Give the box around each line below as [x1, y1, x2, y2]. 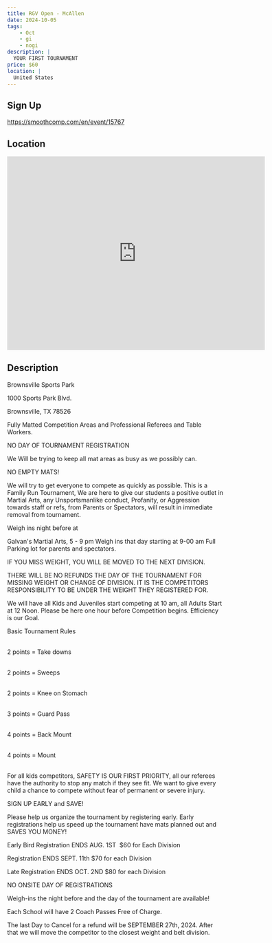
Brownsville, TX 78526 [7, 407, 71, 415]
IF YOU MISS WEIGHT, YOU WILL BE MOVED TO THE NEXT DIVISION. [7, 558, 205, 566]
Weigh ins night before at [7, 524, 78, 532]
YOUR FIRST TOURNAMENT [13, 55, 78, 62]
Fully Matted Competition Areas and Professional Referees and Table [7, 421, 202, 429]
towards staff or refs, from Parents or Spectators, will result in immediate [7, 503, 213, 511]
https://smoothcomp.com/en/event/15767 [7, 118, 125, 126]
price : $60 [7, 61, 38, 68]
